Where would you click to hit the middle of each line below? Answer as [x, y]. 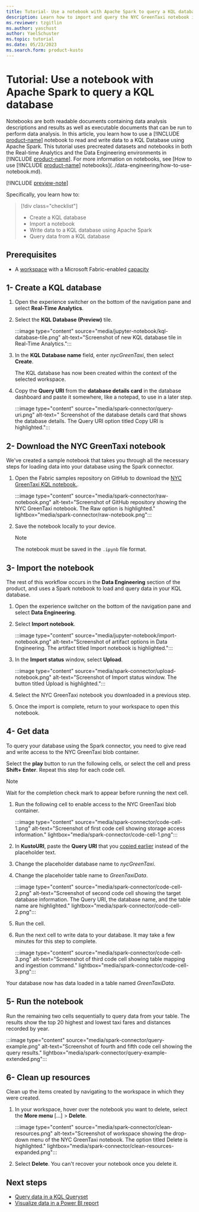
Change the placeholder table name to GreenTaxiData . [81, 875]
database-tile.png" [38, 338]
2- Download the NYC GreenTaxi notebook [86, 446]
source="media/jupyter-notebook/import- [126, 635]
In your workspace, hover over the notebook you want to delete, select [101, 1110]
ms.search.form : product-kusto [45, 50]
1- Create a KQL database [54, 288]
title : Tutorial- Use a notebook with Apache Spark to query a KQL [91, 12]
